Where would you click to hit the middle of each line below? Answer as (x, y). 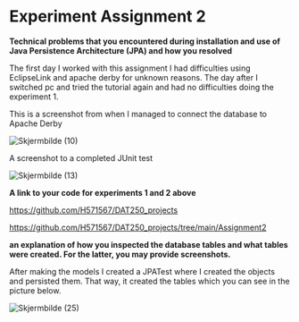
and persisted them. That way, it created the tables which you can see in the (149, 281)
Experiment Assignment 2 (108, 17)
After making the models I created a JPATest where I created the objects (142, 271)
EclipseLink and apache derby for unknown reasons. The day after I (134, 77)
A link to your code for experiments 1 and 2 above (103, 192)
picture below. (35, 290)
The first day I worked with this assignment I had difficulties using (130, 68)
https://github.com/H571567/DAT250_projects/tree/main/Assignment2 (138, 227)
